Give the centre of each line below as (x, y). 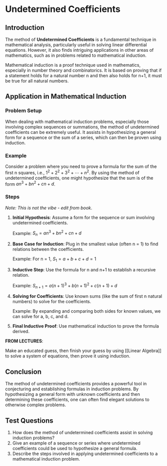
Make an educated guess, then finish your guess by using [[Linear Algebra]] (83, 351)
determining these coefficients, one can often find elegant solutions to (77, 400)
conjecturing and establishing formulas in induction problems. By (72, 389)
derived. (21, 332)
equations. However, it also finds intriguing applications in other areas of (80, 50)
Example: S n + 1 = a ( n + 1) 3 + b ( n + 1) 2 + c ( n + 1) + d (65, 286)
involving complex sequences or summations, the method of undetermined (82, 127)
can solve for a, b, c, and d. (40, 317)
